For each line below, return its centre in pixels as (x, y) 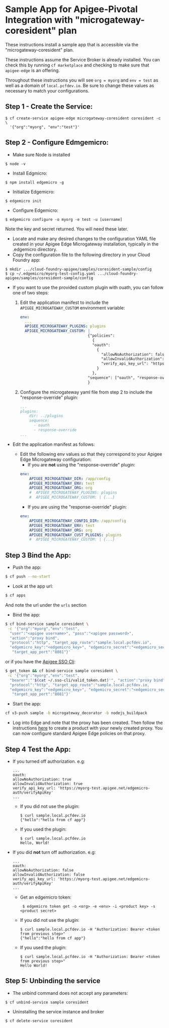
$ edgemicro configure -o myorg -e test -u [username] (64, 219)
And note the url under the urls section (46, 605)
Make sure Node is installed (41, 154)
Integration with (39, 20)
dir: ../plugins (46, 416)
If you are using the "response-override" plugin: (77, 507)
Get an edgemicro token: (46, 897)
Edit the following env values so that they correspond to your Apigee (91, 454)
